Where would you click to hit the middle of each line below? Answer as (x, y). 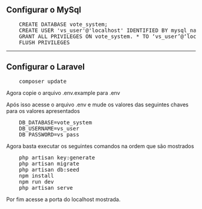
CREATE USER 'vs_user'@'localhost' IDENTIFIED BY (93, 30)
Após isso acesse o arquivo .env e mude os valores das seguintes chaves (97, 104)
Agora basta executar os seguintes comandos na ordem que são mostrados (100, 146)
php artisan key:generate (57, 157)
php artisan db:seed (49, 169)
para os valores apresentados (43, 111)
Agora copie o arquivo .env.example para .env (63, 92)
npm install (36, 175)
